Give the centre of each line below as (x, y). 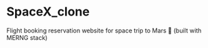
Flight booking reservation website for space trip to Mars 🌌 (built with (104, 30)
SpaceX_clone (48, 12)
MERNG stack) (27, 37)
